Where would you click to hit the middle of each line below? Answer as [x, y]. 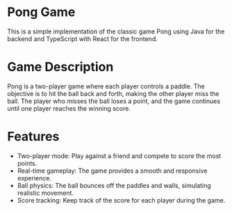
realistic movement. [45, 193]
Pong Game [41, 12]
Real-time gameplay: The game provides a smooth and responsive [112, 171]
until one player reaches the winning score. [69, 108]
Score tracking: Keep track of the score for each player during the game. [121, 200]
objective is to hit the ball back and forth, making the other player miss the [113, 93]
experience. [34, 178]
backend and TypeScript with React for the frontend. [82, 38]
